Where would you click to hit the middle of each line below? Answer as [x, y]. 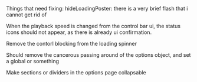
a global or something [32, 61]
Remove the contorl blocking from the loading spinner [72, 44]
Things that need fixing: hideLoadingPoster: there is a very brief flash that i [97, 8]
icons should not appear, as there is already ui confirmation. [79, 32]
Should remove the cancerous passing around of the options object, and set [98, 55]
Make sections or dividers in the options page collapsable [76, 72]
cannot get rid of [27, 15]
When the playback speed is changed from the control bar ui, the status [93, 26]
